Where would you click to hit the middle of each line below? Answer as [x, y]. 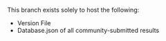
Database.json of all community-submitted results [88, 30]
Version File [34, 23]
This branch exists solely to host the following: [73, 10]
